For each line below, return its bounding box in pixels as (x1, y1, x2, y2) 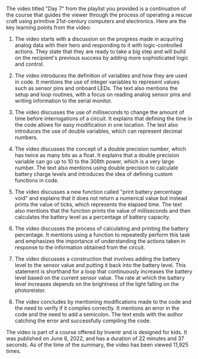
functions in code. (14, 177, 59, 184)
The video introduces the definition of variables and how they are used (14, 72, 187, 79)
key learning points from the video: (6, 24, 92, 31)
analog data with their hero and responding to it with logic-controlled (14, 41, 183, 49)
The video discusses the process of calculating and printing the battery (14, 225, 189, 232)
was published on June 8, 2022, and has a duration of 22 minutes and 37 (6, 335, 184, 342)
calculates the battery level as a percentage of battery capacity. (14, 213, 171, 220)
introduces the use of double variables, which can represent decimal (14, 127, 182, 134)
